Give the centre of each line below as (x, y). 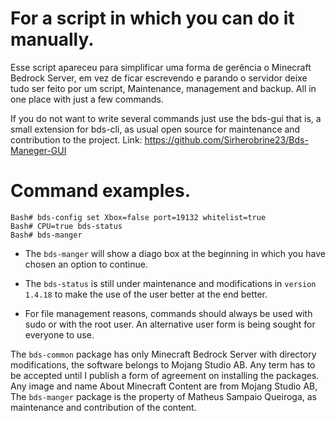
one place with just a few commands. (87, 99)
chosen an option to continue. (86, 264)
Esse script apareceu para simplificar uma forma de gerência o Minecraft (161, 67)
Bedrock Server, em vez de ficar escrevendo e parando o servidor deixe (159, 78)
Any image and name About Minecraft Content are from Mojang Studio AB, (164, 386)
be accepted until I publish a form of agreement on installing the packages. (165, 375)
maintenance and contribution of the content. (103, 407)
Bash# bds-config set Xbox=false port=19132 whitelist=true (138, 217)
